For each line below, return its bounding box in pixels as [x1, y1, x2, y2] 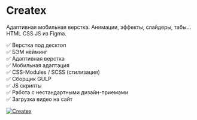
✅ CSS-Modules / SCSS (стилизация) [6, 68, 101, 76]
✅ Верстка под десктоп [6, 41, 66, 49]
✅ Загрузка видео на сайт [6, 95, 73, 103]
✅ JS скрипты [6, 82, 42, 89]
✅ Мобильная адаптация [6, 61, 70, 69]
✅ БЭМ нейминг [6, 48, 48, 55]
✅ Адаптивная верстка [6, 55, 65, 62]
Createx [6, 4, 47, 17]
